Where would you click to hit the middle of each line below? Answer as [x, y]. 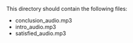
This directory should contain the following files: [67, 9]
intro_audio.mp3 [35, 27]
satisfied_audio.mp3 [41, 33]
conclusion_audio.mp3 [43, 20]
